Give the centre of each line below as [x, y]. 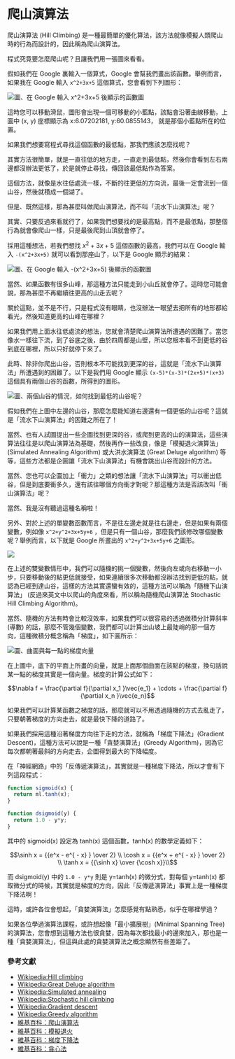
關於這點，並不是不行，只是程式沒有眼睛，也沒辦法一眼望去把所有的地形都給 [117, 307]
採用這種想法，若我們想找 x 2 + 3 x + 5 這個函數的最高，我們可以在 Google [113, 244]
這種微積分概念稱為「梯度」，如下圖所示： [79, 636]
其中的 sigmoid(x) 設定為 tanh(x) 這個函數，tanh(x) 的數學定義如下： [106, 841]
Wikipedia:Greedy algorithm [58, 1014]
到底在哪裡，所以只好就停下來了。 [56, 349]
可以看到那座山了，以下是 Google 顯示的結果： [124, 254]
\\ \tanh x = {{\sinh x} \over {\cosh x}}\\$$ [117, 862]
